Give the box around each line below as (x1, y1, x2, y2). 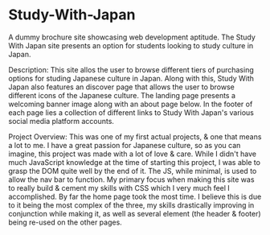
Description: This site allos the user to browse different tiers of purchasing (8, 64, 255, 74)
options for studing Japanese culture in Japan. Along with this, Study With (8, 73, 255, 83)
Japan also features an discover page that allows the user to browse (8, 82, 235, 92)
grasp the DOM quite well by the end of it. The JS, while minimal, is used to (8, 166, 257, 175)
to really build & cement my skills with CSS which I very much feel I (8, 183, 231, 192)
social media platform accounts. (8, 116, 115, 126)
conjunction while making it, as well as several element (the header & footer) (8, 208, 261, 218)
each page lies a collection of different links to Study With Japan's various (8, 107, 255, 117)
